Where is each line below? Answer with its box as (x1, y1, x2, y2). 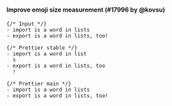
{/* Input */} (6, 21, 47, 27)
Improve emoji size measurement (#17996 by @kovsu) (6, 5, 166, 14)
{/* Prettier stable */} (6, 44, 78, 51)
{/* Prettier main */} (6, 81, 72, 88)
